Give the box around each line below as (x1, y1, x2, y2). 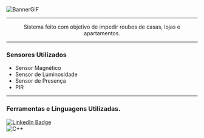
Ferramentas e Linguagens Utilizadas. (6, 105, 121, 113)
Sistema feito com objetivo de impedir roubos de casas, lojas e (23, 23, 181, 30)
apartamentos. (84, 30, 120, 36)
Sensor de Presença (15, 77, 66, 85)
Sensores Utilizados (6, 50, 67, 59)
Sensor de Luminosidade (15, 71, 78, 78)
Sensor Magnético (15, 64, 62, 72)
